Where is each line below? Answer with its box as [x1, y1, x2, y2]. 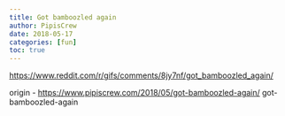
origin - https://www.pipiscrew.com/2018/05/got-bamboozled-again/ [9, 88, 261, 98]
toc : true [9, 46, 46, 55]
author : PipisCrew [9, 21, 77, 30]
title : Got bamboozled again [9, 12, 117, 22]
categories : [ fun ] [9, 37, 77, 47]
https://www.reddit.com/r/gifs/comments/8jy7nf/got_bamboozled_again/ [9, 70, 274, 81]
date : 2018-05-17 [9, 29, 73, 38]
